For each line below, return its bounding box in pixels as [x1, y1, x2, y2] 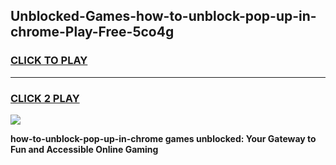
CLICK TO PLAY [10, 54, 88, 68]
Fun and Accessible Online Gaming [10, 143, 159, 155]
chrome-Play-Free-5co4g [10, 24, 175, 41]
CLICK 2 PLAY [10, 91, 80, 105]
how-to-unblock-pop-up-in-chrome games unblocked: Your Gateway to [10, 132, 317, 144]
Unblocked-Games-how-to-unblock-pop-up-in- [10, 8, 317, 25]
